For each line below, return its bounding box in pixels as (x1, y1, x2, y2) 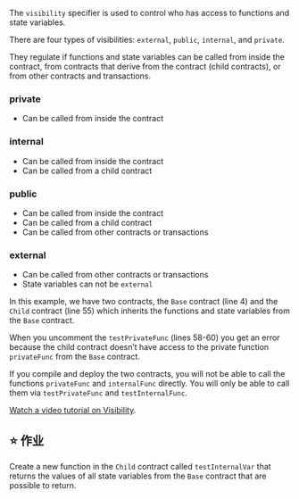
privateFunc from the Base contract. (9, 352, 141, 362)
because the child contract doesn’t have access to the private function (9, 342, 270, 353)
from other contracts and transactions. (9, 71, 152, 81)
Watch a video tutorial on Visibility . (9, 405, 137, 416)
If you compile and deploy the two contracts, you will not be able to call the (9, 369, 286, 379)
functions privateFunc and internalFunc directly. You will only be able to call (9, 378, 290, 389)
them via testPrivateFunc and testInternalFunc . (9, 387, 187, 398)
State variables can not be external (21, 279, 154, 289)
